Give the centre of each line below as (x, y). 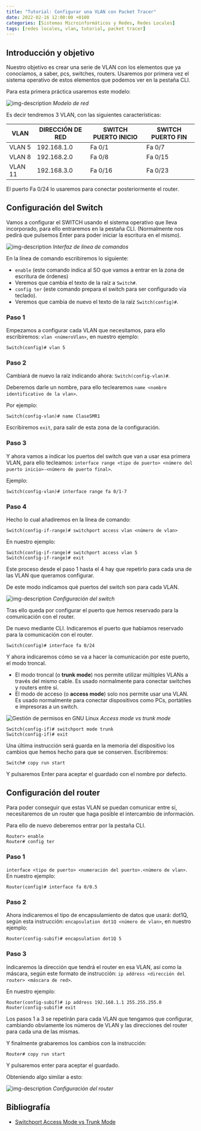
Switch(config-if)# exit (37, 735)
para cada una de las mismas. (43, 1031)
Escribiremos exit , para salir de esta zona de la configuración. (83, 428)
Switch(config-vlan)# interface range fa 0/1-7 (67, 491)
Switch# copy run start (36, 763)
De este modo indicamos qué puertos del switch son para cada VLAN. (93, 587)
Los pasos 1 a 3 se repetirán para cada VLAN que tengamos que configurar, (100, 1019)
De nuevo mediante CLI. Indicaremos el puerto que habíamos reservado (95, 628)
